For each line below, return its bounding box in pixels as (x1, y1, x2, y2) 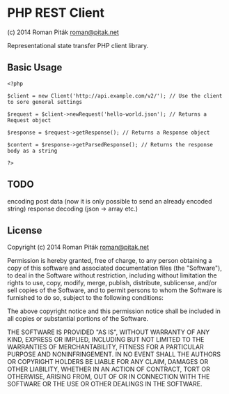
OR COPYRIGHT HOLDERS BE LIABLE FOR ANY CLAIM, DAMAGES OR (7, 358, 209, 366)
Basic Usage (7, 61, 63, 74)
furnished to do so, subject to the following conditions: (7, 294, 164, 302)
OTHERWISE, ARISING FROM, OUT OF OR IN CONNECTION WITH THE (7, 372, 210, 381)
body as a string (7, 147, 58, 154)
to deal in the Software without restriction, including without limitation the (7, 271, 217, 280)
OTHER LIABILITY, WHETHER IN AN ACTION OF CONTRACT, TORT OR (7, 365, 210, 374)
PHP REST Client (7, 5, 104, 21)
